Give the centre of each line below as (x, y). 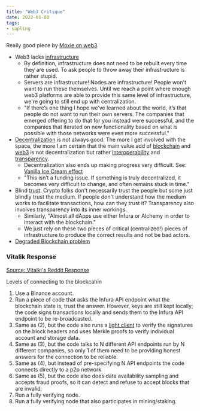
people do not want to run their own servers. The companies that (104, 114)
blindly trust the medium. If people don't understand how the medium (101, 197)
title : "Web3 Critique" (36, 12)
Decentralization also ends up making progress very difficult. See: (105, 165)
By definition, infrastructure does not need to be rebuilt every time (105, 63)
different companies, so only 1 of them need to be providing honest (98, 350)
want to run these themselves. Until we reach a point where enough (107, 89)
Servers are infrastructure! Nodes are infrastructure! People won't (105, 83)
